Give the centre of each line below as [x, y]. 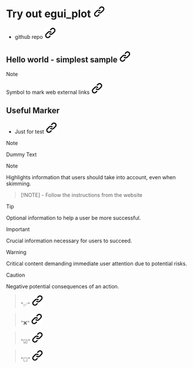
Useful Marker [33, 111]
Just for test [29, 132]
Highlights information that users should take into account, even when [91, 177]
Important [18, 229]
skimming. [19, 183]
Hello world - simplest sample [62, 60]
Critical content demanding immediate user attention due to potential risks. [96, 263]
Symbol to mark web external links [48, 92]
